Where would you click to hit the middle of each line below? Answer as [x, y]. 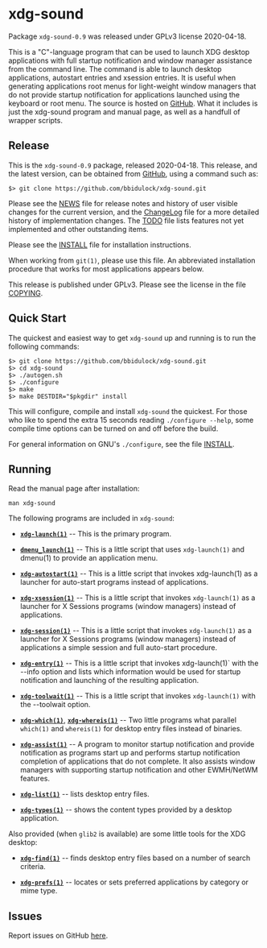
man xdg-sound [32, 503]
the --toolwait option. [55, 705]
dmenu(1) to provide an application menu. [89, 558]
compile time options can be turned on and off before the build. [113, 428]
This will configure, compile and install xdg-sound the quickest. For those [128, 411]
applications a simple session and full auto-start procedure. [119, 648]
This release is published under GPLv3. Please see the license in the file [127, 284]
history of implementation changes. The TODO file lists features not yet [126, 220]
